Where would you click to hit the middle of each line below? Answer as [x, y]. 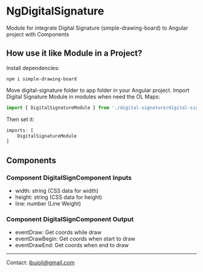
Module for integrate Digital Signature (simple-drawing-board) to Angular [97, 28]
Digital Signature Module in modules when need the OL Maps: [83, 96]
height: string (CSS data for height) [59, 197]
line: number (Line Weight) [48, 203]
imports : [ [20, 130]
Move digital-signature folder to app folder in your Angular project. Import [98, 90]
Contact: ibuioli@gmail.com [40, 263]
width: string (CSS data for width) [56, 190]
